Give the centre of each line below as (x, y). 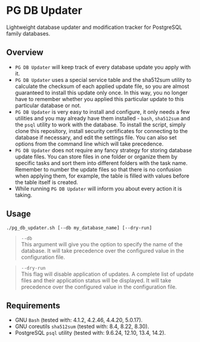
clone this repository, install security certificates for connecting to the (101, 131)
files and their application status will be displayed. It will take (96, 280)
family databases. (28, 33)
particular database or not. (48, 105)
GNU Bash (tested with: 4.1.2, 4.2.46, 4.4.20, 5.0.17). (79, 320)
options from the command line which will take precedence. (89, 144)
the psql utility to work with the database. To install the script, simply (100, 125)
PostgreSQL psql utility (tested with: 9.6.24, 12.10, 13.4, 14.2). (90, 333)
